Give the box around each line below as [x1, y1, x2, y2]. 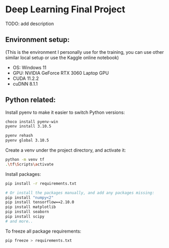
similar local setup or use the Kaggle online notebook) [5, 54, 119, 60]
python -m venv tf [5, 157, 45, 162]
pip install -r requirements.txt [5, 181, 77, 186]
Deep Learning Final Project [5, 4, 125, 15]
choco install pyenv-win [5, 119, 58, 124]
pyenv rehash [5, 133, 33, 138]
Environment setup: [5, 35, 70, 44]
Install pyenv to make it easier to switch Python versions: [5, 109, 125, 115]
